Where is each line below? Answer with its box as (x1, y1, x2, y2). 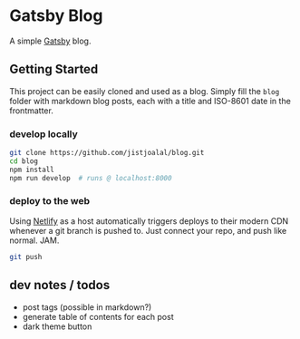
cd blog (9, 156, 39, 166)
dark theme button (22, 321, 92, 332)
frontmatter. (9, 105, 54, 116)
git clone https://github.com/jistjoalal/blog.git (9, 149, 205, 158)
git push (9, 252, 43, 261)
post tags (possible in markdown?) (22, 301, 152, 313)
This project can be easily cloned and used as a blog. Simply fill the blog (9, 85, 280, 96)
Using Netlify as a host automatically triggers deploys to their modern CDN (9, 215, 289, 227)
